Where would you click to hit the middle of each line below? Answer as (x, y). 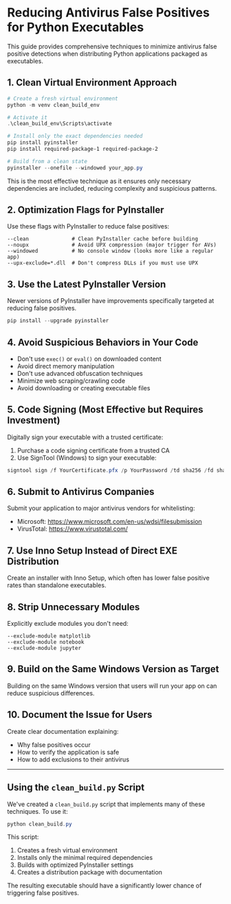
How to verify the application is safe (68, 752)
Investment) (34, 420)
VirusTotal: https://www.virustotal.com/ (73, 529)
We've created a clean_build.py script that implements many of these (106, 804)
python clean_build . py (40, 824)
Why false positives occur (54, 744)
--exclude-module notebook (46, 642)
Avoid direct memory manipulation (66, 366)
